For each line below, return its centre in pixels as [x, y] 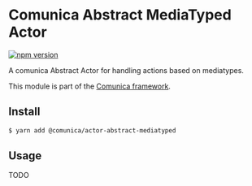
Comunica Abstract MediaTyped [120, 15]
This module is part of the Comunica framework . [89, 86]
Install [24, 112]
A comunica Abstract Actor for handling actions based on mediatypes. [126, 70]
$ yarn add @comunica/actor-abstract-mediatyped [92, 130]
